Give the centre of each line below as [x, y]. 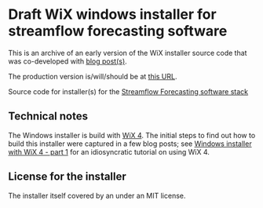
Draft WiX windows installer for [113, 15]
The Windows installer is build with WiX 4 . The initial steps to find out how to [132, 135]
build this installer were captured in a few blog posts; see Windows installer [130, 144]
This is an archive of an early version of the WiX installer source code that [128, 53]
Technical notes [48, 117]
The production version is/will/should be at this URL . [93, 76]
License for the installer [68, 177]
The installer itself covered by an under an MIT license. [97, 195]
